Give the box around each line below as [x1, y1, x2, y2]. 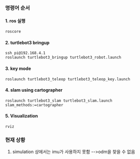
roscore [5, 29, 21, 34]
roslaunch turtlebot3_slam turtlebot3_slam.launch [5, 98, 113, 103]
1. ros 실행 [5, 17, 26, 23]
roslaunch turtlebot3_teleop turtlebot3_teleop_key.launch [5, 76, 131, 82]
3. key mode [5, 65, 31, 71]
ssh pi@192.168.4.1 [5, 51, 46, 56]
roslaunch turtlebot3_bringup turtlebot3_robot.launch [5, 55, 122, 60]
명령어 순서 [5, 4, 30, 11]
